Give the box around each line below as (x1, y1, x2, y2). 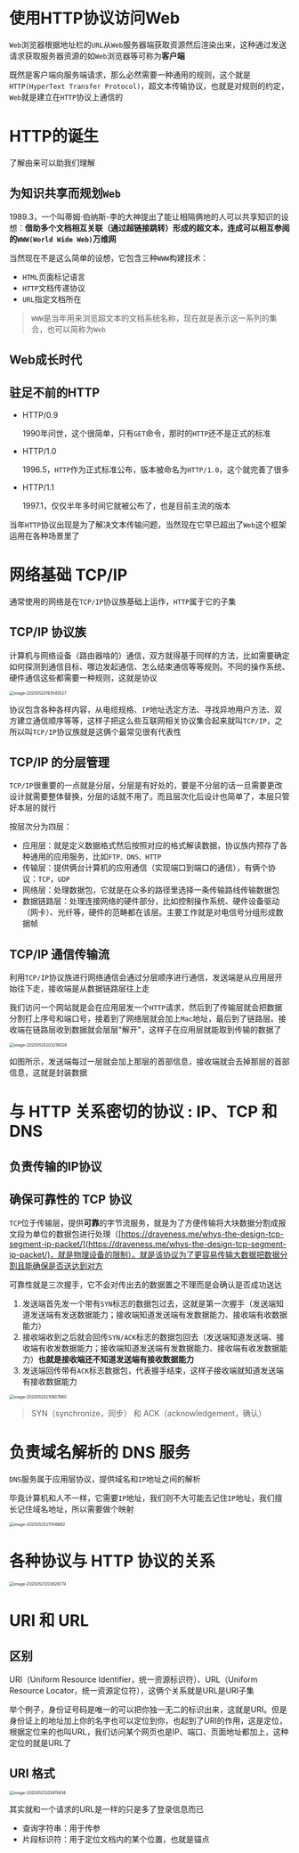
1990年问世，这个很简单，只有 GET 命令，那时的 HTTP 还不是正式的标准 (21, 428, 271, 438)
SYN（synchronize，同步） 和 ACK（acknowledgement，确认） (30, 1408, 267, 1418)
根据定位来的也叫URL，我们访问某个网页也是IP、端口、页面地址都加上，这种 (9, 1726, 289, 1737)
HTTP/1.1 (21, 482, 55, 493)
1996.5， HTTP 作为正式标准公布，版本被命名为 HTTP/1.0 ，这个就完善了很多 (21, 464, 290, 475)
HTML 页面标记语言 (21, 271, 86, 282)
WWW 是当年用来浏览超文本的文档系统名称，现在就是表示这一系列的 (30, 313, 270, 323)
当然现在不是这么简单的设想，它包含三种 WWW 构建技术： (9, 252, 209, 263)
